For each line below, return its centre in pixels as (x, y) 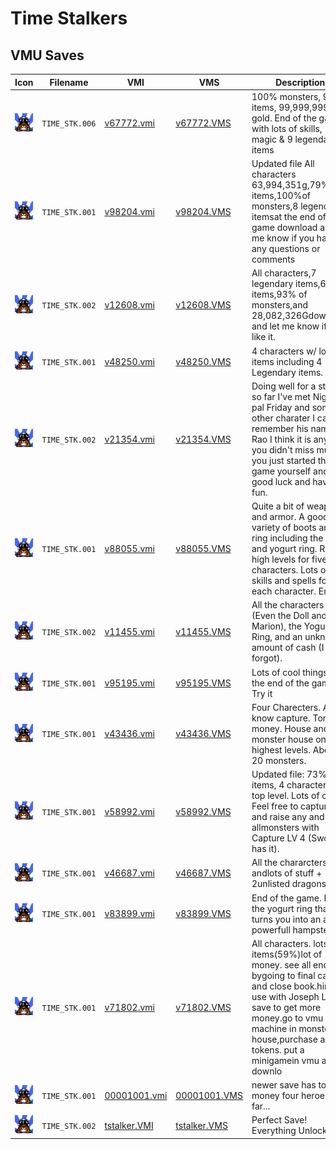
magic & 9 (272, 139)
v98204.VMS (203, 211)
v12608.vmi (129, 305)
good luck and (281, 481)
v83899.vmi (129, 913)
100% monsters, (286, 96)
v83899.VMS (203, 913)
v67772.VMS (203, 123)
